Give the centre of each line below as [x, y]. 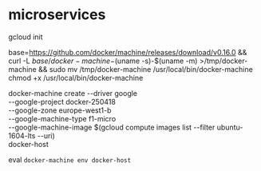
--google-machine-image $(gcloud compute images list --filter [112, 127]
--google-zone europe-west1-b [60, 110]
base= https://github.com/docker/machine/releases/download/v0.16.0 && [128, 52]
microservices [57, 15]
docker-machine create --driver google [73, 93]
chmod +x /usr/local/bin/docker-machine [76, 78]
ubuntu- [230, 127]
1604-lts [22, 135]
